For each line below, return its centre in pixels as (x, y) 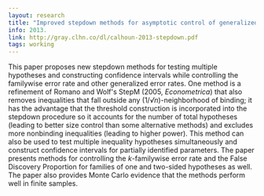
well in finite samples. (43, 183)
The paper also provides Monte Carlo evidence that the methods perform (127, 175)
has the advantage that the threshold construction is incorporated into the (128, 109)
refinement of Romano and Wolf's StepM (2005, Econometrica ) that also (125, 92)
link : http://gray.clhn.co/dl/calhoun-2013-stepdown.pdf (103, 37)
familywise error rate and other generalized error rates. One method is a (125, 84)
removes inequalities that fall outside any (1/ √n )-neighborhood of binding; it (130, 100)
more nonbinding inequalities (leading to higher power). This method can (126, 133)
